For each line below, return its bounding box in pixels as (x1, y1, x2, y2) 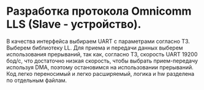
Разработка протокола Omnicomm (6, 4, 192, 18)
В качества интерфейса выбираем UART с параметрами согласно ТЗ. (6, 37, 190, 45)
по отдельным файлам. (6, 77, 67, 84)
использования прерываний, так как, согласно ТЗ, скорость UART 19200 (6, 50, 198, 58)
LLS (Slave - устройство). (6, 17, 142, 31)
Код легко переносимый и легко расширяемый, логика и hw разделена (6, 70, 195, 77)
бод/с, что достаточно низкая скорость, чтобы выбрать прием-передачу (6, 57, 198, 64)
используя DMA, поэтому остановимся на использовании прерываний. (6, 63, 194, 71)
